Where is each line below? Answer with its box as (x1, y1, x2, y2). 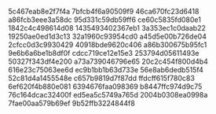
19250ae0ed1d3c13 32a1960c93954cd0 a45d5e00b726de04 (8, 31, 207, 41)
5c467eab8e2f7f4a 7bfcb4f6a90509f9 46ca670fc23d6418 (8, 7, 200, 16)
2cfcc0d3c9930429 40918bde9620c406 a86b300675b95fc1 (8, 40, 207, 50)
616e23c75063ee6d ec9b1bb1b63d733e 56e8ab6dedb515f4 (8, 65, 204, 74)
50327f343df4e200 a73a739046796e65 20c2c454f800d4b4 (8, 57, 208, 66)
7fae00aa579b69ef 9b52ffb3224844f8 (8, 98, 135, 108)
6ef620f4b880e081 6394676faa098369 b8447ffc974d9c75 (8, 82, 203, 91)
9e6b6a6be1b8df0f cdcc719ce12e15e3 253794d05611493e (8, 49, 200, 57)
